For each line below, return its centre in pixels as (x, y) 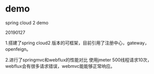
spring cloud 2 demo (27, 23)
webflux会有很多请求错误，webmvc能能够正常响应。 (60, 66)
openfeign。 (18, 49)
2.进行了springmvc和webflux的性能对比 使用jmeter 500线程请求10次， (79, 60)
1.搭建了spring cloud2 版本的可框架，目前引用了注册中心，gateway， (77, 43)
